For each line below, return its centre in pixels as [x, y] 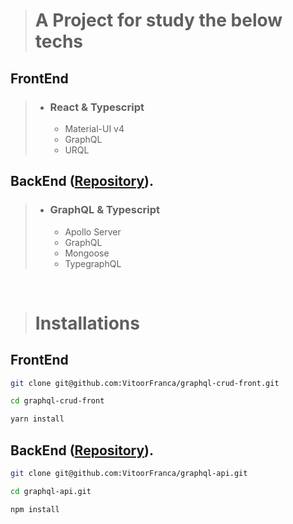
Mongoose [87, 253]
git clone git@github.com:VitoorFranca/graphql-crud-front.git [145, 383]
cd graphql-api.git [51, 491]
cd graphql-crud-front [57, 401]
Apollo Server [93, 231]
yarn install [37, 419]
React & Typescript [97, 107]
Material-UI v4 [94, 128]
